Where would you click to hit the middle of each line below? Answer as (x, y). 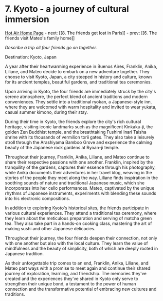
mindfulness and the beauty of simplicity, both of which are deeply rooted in (81, 248)
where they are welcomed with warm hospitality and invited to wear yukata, (81, 107)
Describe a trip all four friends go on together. (51, 47)
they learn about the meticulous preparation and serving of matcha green (79, 218)
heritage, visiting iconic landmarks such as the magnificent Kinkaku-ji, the (79, 127)
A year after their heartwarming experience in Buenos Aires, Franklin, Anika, (81, 66)
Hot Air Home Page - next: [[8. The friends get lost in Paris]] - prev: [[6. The (81, 33)
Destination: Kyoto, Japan (31, 57)
